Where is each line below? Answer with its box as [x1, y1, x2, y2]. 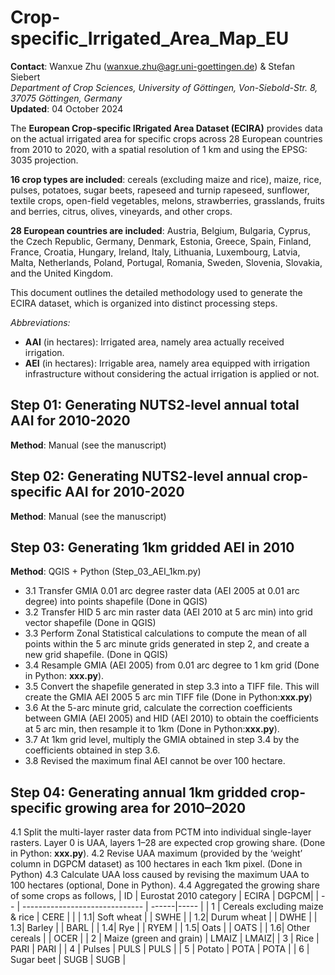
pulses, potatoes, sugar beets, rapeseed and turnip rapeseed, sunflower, [10, 184, 310, 196]
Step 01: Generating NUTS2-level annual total [10, 397, 300, 414]
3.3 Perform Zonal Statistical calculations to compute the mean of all [24, 627, 308, 640]
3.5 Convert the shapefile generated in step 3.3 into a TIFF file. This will [24, 681, 320, 693]
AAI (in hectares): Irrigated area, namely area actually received [24, 336, 285, 348]
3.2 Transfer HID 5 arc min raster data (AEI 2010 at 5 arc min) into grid [24, 606, 313, 618]
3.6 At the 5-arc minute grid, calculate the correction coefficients [24, 702, 293, 714]
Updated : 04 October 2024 [10, 102, 124, 115]
